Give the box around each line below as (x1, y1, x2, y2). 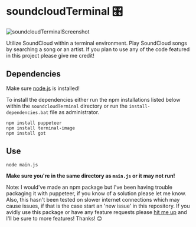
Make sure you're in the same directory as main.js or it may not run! (6, 172, 175, 179)
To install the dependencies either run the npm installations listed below (6, 96, 181, 103)
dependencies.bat (6, 109, 49, 115)
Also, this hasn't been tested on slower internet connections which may (6, 196, 180, 203)
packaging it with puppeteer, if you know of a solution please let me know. (6, 189, 187, 197)
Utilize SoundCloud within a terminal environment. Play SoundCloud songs (6, 39, 187, 46)
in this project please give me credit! (6, 52, 94, 59)
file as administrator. (50, 108, 99, 115)
